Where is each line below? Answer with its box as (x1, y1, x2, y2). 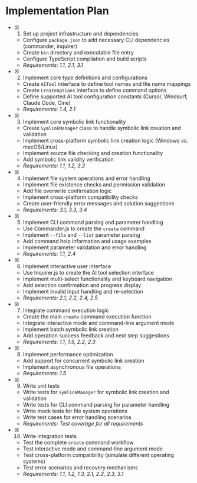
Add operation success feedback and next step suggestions (22, 331, 169, 339)
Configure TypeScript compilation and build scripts (22, 55, 147, 62)
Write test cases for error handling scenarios (22, 413, 132, 421)
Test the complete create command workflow (22, 439, 134, 446)
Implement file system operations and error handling (22, 175, 151, 182)
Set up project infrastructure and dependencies (22, 30, 139, 37)
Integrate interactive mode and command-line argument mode (22, 319, 175, 326)
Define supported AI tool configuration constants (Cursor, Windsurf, (22, 93, 188, 100)
